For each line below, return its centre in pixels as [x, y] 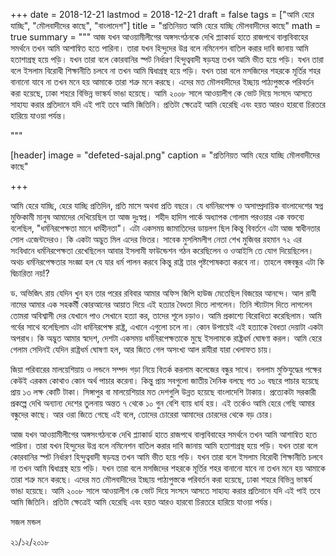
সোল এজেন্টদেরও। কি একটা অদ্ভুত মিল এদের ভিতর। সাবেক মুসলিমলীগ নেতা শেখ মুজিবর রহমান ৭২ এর [156, 239]
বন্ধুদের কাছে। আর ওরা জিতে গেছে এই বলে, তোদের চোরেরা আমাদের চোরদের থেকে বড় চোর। [142, 414]
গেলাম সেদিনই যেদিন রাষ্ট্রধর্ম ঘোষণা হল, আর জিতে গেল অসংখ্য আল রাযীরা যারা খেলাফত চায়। [141, 349]
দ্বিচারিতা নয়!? [30, 273]
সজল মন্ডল [26, 522]
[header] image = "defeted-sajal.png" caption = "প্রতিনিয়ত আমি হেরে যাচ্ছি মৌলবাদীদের [165, 155]
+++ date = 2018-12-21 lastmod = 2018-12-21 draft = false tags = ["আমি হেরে [162, 14]
